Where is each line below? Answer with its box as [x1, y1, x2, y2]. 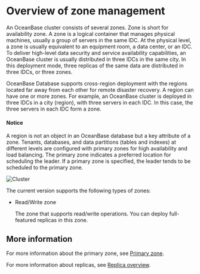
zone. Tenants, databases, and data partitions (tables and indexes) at [6, 138, 176, 146]
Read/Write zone [14, 199, 57, 206]
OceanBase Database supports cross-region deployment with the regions [6, 79, 187, 87]
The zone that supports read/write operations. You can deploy [14, 210, 168, 217]
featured [14, 217, 36, 224]
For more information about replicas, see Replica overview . [6, 261, 151, 268]
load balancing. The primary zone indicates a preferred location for [6, 151, 171, 159]
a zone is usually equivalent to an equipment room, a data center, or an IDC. [6, 43, 193, 50]
